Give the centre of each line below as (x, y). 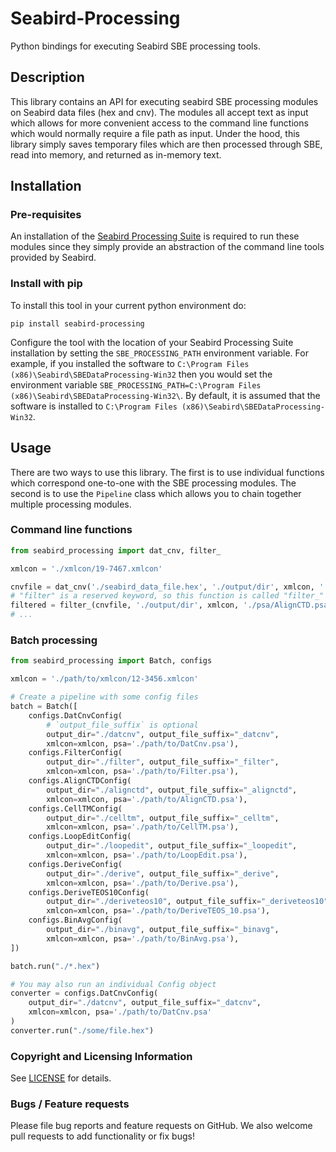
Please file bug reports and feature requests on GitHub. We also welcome (161, 1126)
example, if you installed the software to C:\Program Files (130, 363)
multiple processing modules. (71, 504)
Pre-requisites (46, 215)
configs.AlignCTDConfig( (80, 781)
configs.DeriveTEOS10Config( (89, 892)
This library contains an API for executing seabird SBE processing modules (164, 101)
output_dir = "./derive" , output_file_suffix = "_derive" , (163, 873)
